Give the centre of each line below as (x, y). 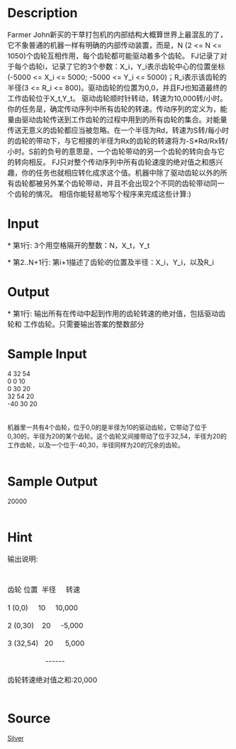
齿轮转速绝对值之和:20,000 (52, 680)
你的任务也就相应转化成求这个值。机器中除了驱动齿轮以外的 (121, 173)
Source (29, 718)
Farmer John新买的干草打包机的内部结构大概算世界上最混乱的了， (117, 35)
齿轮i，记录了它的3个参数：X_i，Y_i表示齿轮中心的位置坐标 (127, 67)
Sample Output (52, 481)
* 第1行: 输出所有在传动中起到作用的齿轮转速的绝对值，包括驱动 (113, 313)
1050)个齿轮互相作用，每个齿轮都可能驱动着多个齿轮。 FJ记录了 (114, 56)
